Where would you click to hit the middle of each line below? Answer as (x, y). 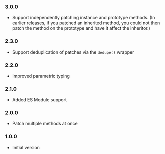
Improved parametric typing (41, 76)
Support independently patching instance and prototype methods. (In (84, 18)
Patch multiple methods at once (45, 124)
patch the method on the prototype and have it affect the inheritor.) (81, 28)
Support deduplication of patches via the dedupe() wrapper (73, 52)
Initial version (26, 147)
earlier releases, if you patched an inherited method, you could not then (86, 23)
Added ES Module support (40, 100)
